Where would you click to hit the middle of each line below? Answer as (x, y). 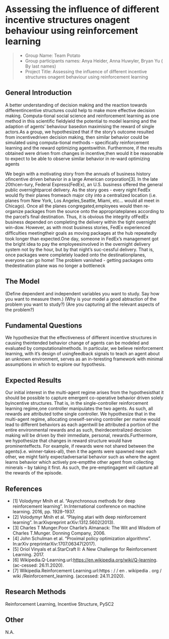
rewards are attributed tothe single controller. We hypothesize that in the (80, 414)
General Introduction (39, 93)
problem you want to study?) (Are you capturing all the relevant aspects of (82, 304)
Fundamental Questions (44, 325)
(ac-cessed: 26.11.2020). (38, 565)
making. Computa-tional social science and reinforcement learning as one (82, 116)
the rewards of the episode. (34, 473)
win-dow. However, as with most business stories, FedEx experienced (78, 227)
